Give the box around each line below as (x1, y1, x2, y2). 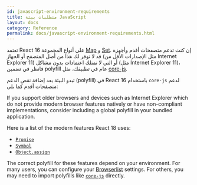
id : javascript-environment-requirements (6, 8, 110, 15)
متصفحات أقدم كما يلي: (6, 83, 58, 90)
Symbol (15, 143, 32, 149)
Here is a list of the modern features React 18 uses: (6, 125, 131, 132)
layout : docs (6, 19, 39, 25)
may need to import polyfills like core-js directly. (6, 172, 126, 179)
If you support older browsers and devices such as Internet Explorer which (6, 95, 188, 102)
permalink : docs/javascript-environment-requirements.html (6, 31, 155, 36)
